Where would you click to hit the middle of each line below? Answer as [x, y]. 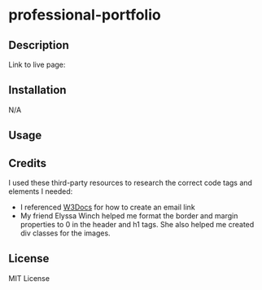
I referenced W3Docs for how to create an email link [107, 207]
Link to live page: [37, 64]
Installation [37, 90]
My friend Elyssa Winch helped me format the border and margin [129, 216]
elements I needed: [41, 191]
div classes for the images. [65, 233]
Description [39, 45]
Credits [28, 163]
